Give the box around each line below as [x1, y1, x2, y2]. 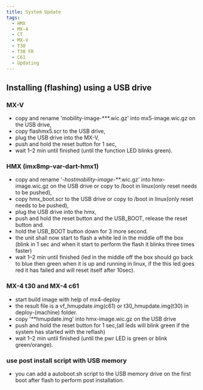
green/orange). [15, 341, 53, 348]
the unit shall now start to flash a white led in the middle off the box [15, 234, 184, 241]
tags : [6, 15, 20, 21]
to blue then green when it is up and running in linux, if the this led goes [15, 260, 194, 268]
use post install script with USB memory [6, 356, 127, 364]
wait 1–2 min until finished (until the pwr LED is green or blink [15, 335, 168, 342]
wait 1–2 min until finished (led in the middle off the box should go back [15, 253, 193, 261]
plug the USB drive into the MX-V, [15, 134, 100, 141]
